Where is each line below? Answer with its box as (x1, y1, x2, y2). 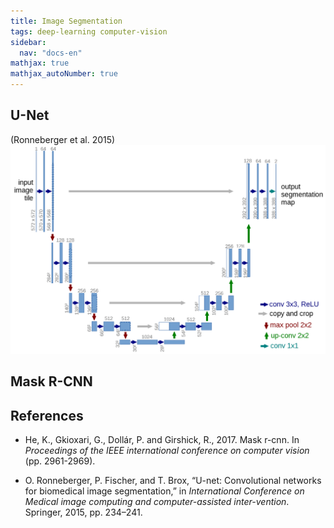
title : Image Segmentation (10, 16, 123, 26)
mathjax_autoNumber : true (10, 69, 118, 79)
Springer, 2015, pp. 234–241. (24, 506, 143, 519)
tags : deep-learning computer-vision (10, 26, 168, 37)
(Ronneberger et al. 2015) (10, 133, 116, 145)
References (10, 407, 84, 424)
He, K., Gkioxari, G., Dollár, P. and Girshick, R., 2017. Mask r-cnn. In (24, 434, 300, 446)
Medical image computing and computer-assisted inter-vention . (24, 496, 290, 508)
